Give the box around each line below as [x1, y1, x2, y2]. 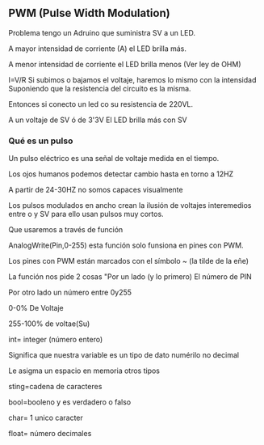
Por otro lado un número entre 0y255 [8, 287, 132, 298]
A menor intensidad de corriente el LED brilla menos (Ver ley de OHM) [8, 59, 241, 69]
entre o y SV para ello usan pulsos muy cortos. [8, 210, 164, 219]
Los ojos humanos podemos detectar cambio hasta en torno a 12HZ [8, 169, 234, 179]
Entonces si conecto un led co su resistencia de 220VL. [8, 99, 194, 108]
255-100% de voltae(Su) [8, 319, 90, 328]
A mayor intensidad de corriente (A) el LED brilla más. [8, 44, 187, 53]
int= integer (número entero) [8, 335, 103, 345]
